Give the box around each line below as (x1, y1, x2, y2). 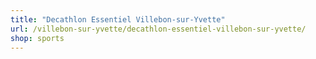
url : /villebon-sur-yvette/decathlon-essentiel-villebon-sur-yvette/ (10, 24, 307, 34)
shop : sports (10, 33, 65, 43)
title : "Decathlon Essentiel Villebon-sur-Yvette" (10, 14, 226, 25)
